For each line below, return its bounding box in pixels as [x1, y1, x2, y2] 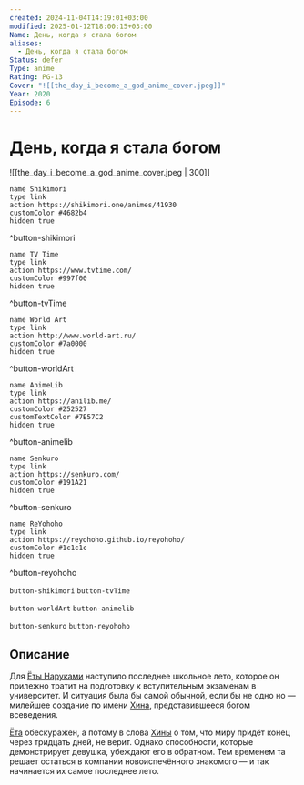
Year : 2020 [9, 89, 51, 98]
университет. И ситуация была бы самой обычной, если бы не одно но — [9, 690, 296, 701]
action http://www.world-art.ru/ [9, 331, 137, 341]
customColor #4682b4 [9, 208, 88, 218]
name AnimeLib [9, 381, 64, 390]
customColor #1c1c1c [9, 543, 88, 553]
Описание [9, 647, 70, 662]
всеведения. [9, 710, 58, 720]
